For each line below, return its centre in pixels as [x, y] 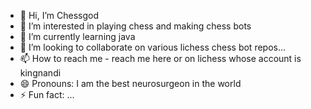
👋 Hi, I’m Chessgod [59, 15]
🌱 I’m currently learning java [77, 36]
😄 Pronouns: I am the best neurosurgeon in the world [130, 83]
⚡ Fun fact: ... [47, 94]
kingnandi [40, 73]
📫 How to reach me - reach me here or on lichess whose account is [160, 58]
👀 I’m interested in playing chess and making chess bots [135, 26]
